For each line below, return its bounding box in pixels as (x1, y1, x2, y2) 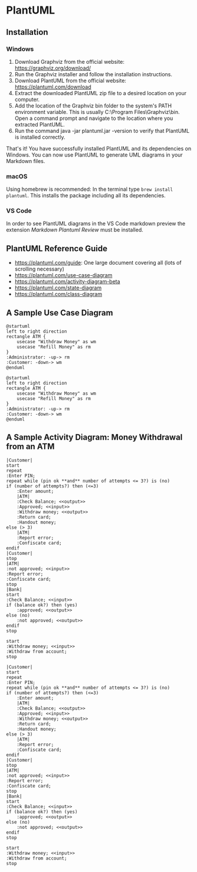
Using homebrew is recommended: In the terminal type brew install (6, 186, 173, 193)
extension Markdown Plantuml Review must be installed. (6, 226, 143, 233)
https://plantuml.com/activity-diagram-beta (14, 278, 120, 285)
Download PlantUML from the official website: (14, 77, 127, 84)
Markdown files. (6, 157, 45, 164)
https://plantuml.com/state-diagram (14, 284, 102, 291)
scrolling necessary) (14, 265, 65, 272)
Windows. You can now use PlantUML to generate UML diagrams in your (6, 151, 183, 158)
